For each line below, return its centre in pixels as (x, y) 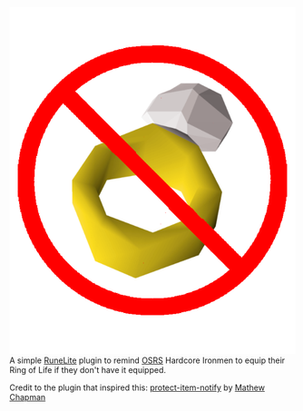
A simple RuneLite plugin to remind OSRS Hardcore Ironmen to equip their (147, 360)
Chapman (28, 396)
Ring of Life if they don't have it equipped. (88, 369)
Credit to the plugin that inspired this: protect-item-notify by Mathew (137, 387)
